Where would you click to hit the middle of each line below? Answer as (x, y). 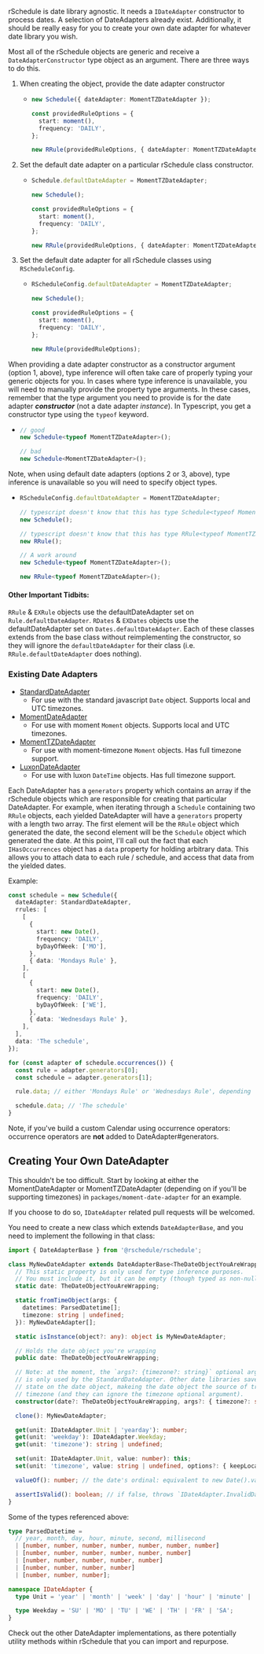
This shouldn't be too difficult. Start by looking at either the (103, 1180)
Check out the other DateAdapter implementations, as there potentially (123, 1633)
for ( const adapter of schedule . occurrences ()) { (91, 1063)
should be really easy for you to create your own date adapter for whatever (130, 28)
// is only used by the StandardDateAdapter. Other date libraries (128, 1380)
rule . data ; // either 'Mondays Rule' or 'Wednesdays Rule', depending (133, 1092)
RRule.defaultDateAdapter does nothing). (75, 654)
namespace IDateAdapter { (50, 1589)
